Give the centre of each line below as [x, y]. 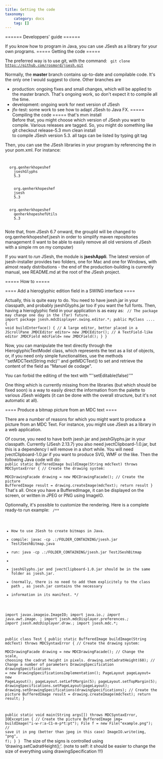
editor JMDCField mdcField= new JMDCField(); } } [56, 337]
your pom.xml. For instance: [33, 150]
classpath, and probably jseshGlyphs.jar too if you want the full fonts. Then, [81, 305]
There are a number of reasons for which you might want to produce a [75, 419]
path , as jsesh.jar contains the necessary [57, 586]
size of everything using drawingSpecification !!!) [54, 751]
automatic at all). [22, 401]
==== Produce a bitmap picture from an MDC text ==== [61, 410]
